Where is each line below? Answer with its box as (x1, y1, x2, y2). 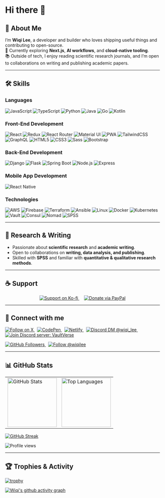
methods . (12, 260, 33, 266)
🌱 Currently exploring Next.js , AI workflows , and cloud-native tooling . (5, 48, 149, 53)
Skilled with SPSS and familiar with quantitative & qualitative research (12, 254, 156, 260)
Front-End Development (5, 120, 64, 127)
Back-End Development (5, 149, 63, 156)
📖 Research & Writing (5, 231, 71, 240)
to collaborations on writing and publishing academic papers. (5, 60, 129, 66)
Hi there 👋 (5, 4, 46, 16)
